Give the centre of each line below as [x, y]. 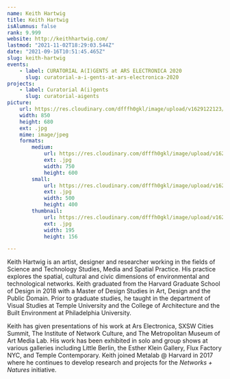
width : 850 [35, 115]
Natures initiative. [32, 370]
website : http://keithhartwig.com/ [58, 39]
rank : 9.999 [24, 33]
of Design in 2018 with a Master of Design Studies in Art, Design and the [109, 291]
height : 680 [36, 122]
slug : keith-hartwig [37, 58]
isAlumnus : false [32, 26]
